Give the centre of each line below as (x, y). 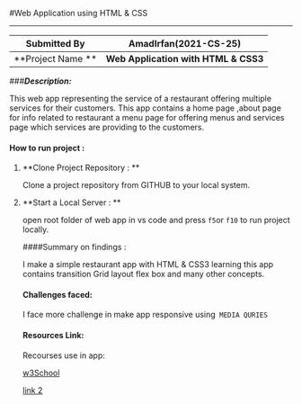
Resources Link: (53, 335)
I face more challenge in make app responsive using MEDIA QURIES (145, 315)
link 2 (32, 390)
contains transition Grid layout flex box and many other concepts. (143, 274)
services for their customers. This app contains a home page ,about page (145, 108)
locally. (36, 229)
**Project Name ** (55, 59)
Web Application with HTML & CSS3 (185, 59)
